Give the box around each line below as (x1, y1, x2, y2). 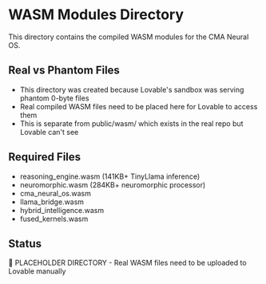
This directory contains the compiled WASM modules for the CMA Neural (8, 32, 249, 41)
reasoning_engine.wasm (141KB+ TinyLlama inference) (19, 172, 200, 181)
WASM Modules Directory (8, 6, 185, 24)
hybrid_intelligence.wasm (19, 205, 105, 215)
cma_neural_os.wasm (19, 188, 92, 198)
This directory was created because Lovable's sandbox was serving (19, 85, 244, 94)
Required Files (8, 150, 81, 164)
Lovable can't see (19, 127, 79, 136)
